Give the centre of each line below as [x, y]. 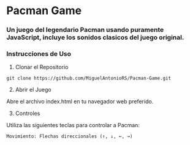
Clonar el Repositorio [42, 67]
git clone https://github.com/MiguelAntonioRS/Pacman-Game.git [89, 78]
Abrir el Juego [33, 90]
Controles [28, 113]
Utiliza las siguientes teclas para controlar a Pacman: [73, 125]
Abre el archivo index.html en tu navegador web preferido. [80, 102]
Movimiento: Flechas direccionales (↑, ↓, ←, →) [70, 136]
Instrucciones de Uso [39, 54]
